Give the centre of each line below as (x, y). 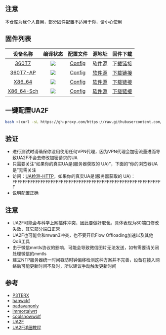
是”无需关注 (24, 170)
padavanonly (25, 306)
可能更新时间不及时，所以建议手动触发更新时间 (69, 266)
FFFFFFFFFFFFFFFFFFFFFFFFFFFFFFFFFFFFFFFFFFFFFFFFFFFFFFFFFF (86, 182)
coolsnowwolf (26, 316)
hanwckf (21, 300)
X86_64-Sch (23, 91)
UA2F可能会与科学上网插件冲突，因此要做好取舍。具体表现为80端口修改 (85, 223)
